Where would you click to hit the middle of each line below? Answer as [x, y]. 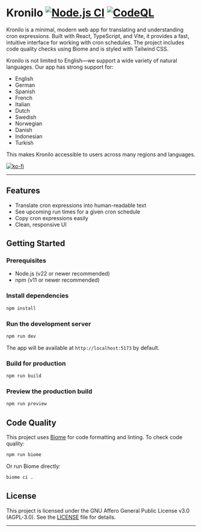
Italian [23, 104]
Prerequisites [26, 261]
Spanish [25, 91]
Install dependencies [38, 296]
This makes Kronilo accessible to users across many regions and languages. [101, 154]
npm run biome [24, 454]
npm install [21, 308]
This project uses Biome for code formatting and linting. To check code [94, 437]
